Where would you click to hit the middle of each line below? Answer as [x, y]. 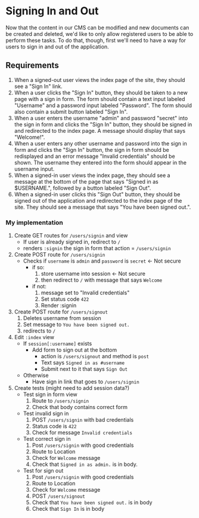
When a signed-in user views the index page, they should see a [92, 175]
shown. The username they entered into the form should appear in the [100, 162]
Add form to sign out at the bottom [74, 350]
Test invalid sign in [46, 413]
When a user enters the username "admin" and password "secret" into [101, 118]
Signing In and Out [52, 11]
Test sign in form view [50, 394]
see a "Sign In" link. [38, 86]
